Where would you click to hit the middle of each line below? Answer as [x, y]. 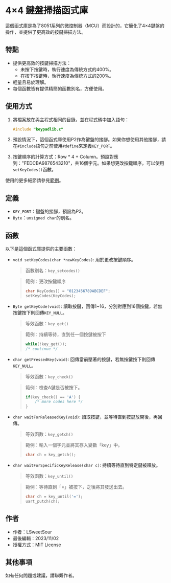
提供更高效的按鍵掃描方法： [42, 63]
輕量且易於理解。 [31, 82]
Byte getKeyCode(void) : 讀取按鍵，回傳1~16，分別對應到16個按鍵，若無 [87, 306]
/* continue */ [41, 349]
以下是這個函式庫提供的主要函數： [41, 249]
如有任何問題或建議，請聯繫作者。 [41, 575]
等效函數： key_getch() [49, 434]
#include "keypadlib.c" [38, 129]
